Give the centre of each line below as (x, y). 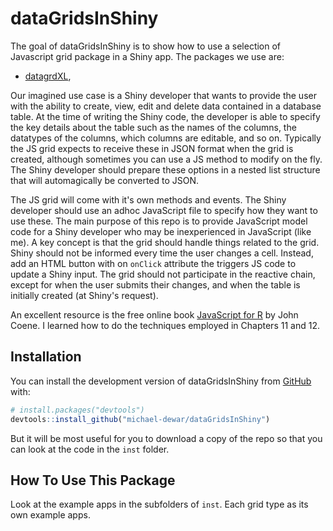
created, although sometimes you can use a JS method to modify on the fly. (166, 159)
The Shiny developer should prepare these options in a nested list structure (165, 169)
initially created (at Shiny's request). (84, 295)
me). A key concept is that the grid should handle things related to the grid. (165, 242)
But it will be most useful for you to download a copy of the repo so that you (166, 438)
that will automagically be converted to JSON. (105, 180)
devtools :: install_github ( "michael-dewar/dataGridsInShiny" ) (140, 419)
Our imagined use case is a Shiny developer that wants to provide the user (163, 95)
